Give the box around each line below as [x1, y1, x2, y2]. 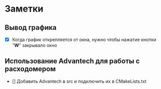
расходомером [5, 65, 56, 73]
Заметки [5, 3, 43, 15]
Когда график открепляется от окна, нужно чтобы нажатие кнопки [12, 36, 157, 42]
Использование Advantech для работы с [5, 57, 140, 66]
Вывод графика [5, 23, 57, 32]
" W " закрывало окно [12, 42, 58, 49]
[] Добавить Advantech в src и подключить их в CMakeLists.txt [12, 78, 147, 84]
